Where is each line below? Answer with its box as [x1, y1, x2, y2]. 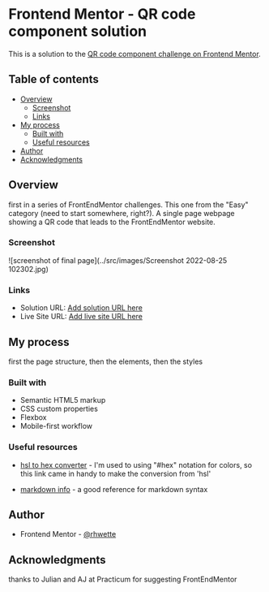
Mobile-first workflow [19, 421, 93, 431]
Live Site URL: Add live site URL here [19, 312, 143, 322]
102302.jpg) [8, 264, 49, 274]
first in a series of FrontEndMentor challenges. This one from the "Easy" [8, 200, 249, 210]
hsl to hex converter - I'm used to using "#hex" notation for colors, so [19, 460, 253, 469]
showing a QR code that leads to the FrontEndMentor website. [8, 217, 216, 227]
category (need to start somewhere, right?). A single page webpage [8, 208, 235, 218]
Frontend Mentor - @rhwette [19, 529, 117, 539]
